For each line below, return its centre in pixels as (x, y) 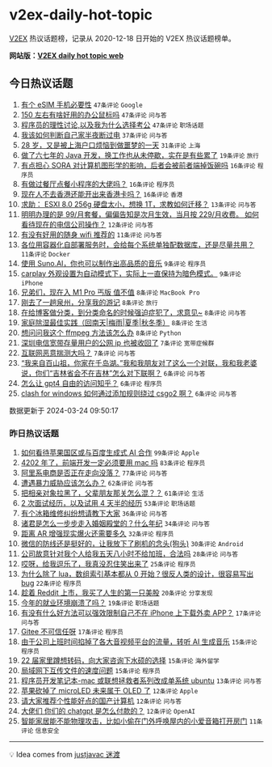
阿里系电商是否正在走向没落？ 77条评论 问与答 (94, 473)
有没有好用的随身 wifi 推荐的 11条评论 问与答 (91, 234)
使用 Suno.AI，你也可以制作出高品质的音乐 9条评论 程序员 (113, 263)
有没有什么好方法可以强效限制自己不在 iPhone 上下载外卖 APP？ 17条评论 (141, 613)
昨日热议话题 (34, 433)
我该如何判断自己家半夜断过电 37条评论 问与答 (94, 134)
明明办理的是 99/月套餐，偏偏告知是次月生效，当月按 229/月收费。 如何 (140, 214)
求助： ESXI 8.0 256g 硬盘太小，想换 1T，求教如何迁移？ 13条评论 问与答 (138, 204)
